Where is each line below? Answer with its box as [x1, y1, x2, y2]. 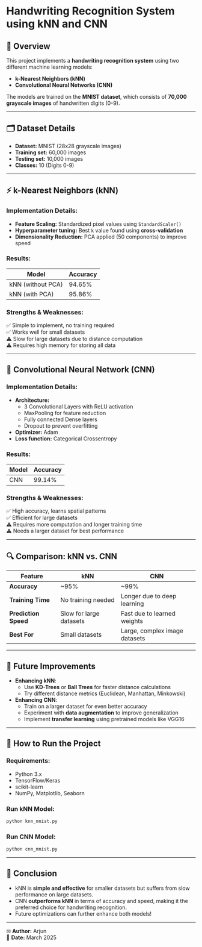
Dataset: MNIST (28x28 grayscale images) [14, 142, 122, 149]
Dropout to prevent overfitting [23, 422, 98, 429]
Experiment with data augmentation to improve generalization [23, 709, 179, 716]
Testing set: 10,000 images [14, 155, 83, 162]
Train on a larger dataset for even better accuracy [23, 703, 147, 710]
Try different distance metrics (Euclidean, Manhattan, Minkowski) [23, 690, 186, 697]
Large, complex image [120, 627, 183, 635]
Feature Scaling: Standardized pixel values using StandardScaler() [14, 220, 182, 227]
